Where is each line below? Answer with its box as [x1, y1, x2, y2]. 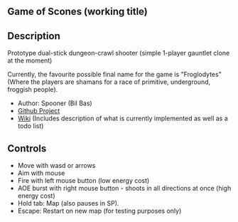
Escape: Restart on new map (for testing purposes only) [17, 206, 182, 216]
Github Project [17, 107, 60, 115]
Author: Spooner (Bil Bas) [17, 99, 92, 107]
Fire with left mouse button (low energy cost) [17, 176, 150, 185]
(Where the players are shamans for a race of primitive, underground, [7, 78, 211, 86]
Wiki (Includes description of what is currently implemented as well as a [17, 114, 229, 123]
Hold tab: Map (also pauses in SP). [17, 199, 119, 208]
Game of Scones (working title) [7, 6, 148, 18]
